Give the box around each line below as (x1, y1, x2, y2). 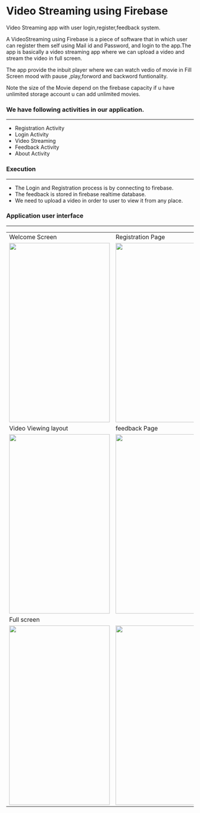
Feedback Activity (14, 143, 60, 151)
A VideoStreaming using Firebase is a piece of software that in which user (6, 35, 188, 42)
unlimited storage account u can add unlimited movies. (6, 90, 141, 97)
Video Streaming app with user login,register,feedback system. (6, 24, 161, 31)
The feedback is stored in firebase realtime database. (14, 190, 146, 198)
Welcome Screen (9, 233, 57, 241)
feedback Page (115, 424, 158, 432)
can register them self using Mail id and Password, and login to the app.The (6, 42, 192, 49)
